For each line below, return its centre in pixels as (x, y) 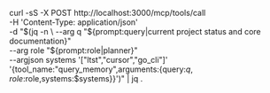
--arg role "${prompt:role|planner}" (74, 50)
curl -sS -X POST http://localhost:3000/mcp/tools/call (108, 13)
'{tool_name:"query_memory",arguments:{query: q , (101, 69)
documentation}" (40, 41)
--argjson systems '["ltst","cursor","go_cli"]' (89, 60)
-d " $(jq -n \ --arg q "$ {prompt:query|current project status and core (135, 31)
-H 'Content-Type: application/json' (74, 22)
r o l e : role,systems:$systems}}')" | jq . (76, 78)
